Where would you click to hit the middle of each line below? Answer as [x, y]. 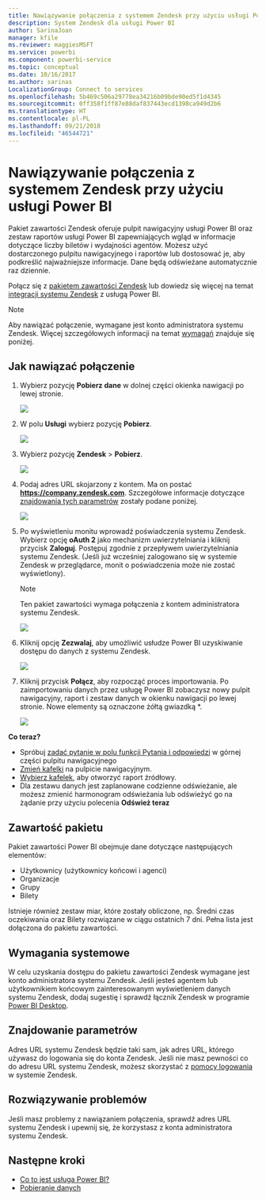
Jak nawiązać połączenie [72, 366]
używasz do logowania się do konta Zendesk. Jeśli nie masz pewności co [128, 1057]
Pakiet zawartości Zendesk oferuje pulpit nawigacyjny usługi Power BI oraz [131, 228]
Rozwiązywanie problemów [78, 1100]
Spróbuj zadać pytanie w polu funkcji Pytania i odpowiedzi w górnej [130, 752]
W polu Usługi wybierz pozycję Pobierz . [85, 424]
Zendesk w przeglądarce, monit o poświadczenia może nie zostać [127, 565]
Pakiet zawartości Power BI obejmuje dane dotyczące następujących [121, 847]
